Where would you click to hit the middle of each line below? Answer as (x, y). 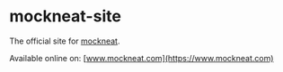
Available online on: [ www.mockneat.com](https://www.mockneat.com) (141, 58)
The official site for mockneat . (65, 41)
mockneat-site (65, 16)
